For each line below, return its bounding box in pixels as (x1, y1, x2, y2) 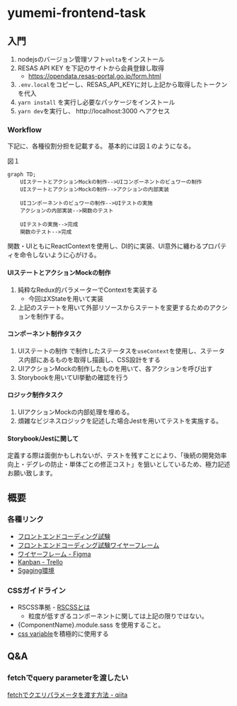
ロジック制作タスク (7, 391, 64, 399)
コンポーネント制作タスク (7, 329, 82, 338)
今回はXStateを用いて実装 (28, 294, 104, 302)
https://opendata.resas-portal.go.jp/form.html (28, 72, 161, 80)
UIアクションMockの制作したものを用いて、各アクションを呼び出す (17, 364, 214, 372)
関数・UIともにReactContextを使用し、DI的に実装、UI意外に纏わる (7, 242, 202, 251)
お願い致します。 (7, 469, 57, 477)
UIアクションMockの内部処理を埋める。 (17, 407, 133, 416)
